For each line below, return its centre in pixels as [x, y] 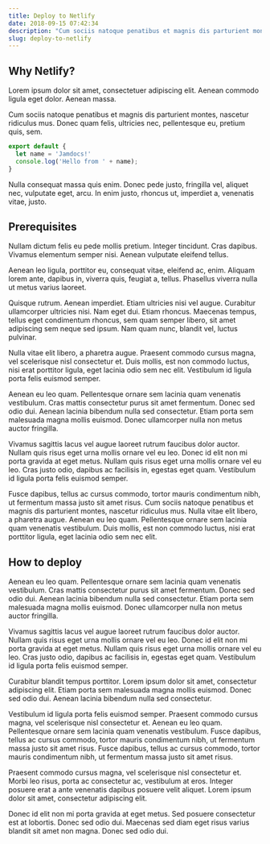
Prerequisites [43, 227]
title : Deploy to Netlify [51, 16]
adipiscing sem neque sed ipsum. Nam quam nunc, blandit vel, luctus [123, 329]
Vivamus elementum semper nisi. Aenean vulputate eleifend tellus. [119, 255]
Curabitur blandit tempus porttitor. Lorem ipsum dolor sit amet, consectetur [133, 681]
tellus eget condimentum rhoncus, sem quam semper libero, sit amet [122, 320]
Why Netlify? [42, 71]
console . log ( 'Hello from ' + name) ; [77, 161]
